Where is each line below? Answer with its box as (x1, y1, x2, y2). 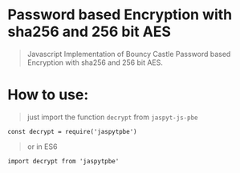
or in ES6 (26, 142, 58, 151)
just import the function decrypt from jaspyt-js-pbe (26, 112, 198, 122)
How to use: (7, 86, 89, 104)
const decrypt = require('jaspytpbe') (7, 127, 137, 135)
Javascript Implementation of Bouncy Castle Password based (26, 49, 231, 58)
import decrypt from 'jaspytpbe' (7, 157, 120, 165)
